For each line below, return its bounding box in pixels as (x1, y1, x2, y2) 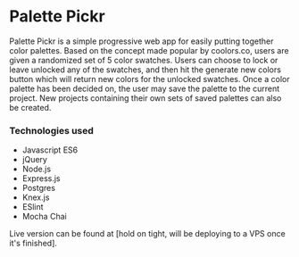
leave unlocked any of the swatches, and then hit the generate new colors (9, 64, 281, 75)
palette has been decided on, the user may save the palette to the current (9, 83, 280, 94)
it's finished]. (9, 238, 58, 249)
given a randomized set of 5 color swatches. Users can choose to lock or (9, 54, 278, 65)
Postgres (21, 183, 56, 194)
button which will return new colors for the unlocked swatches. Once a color (9, 73, 290, 84)
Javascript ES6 (21, 145, 79, 155)
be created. (9, 102, 52, 112)
